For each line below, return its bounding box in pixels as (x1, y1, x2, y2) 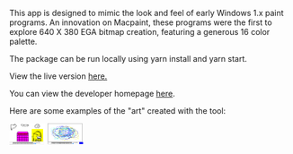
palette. (9, 36, 38, 47)
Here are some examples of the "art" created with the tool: (9, 106, 226, 115)
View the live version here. (9, 71, 108, 81)
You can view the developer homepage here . (9, 89, 175, 98)
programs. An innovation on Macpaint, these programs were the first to (9, 17, 272, 28)
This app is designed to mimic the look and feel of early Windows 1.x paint (9, 8, 285, 18)
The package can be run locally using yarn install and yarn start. (9, 54, 247, 64)
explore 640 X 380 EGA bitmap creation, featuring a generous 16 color (9, 27, 271, 37)
